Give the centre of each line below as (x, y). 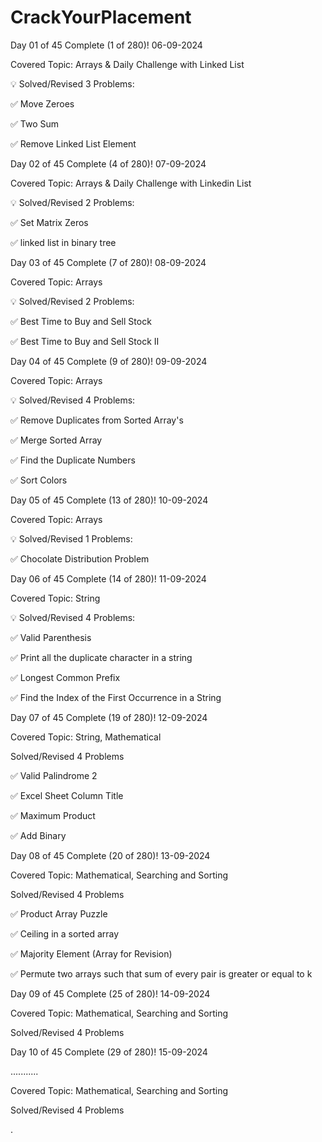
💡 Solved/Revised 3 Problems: (72, 83)
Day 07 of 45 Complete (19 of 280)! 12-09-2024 (109, 717)
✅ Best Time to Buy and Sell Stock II (85, 341)
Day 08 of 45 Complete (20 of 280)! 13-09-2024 (110, 855)
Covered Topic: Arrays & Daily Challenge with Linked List (127, 64)
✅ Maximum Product (53, 815)
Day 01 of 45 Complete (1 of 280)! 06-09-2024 (106, 45)
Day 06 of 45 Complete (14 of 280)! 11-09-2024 (108, 578)
